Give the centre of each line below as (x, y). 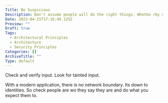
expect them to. (21, 95)
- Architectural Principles (39, 38)
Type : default (20, 61)
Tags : (11, 33)
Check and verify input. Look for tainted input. (52, 75)
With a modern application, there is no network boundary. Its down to (77, 85)
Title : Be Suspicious (28, 10)
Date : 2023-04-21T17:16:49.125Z (39, 19)
